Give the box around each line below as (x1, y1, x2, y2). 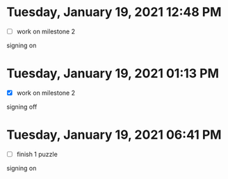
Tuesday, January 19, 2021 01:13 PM (6, 65, 220, 81)
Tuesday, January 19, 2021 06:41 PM (6, 127, 222, 143)
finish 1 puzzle (16, 150, 58, 158)
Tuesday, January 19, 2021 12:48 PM (6, 4, 222, 20)
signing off (6, 102, 38, 111)
